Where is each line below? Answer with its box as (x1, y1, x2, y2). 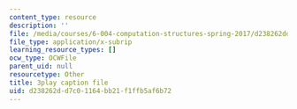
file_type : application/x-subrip (9, 37, 133, 47)
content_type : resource (9, 12, 97, 22)
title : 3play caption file (9, 78, 109, 87)
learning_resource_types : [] (9, 46, 117, 54)
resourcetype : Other (9, 70, 86, 79)
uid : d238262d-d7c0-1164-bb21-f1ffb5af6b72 (9, 86, 172, 95)
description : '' (9, 21, 69, 30)
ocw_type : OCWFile (9, 54, 77, 62)
